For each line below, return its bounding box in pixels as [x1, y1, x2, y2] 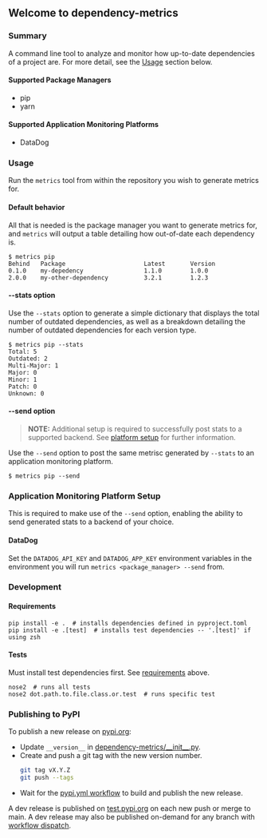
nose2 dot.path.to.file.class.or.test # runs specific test [8, 690, 216, 698]
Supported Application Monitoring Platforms [8, 120, 159, 129]
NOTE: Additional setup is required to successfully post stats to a [27, 424, 242, 434]
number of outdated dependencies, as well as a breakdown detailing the [8, 316, 245, 326]
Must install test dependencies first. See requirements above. [8, 667, 210, 677]
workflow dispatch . [8, 820, 72, 830]
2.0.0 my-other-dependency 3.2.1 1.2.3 [8, 273, 209, 282]
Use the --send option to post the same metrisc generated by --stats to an [8, 448, 255, 458]
